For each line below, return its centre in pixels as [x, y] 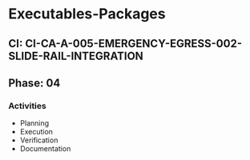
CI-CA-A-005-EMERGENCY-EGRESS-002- [134, 44]
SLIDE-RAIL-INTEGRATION [76, 56]
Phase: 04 [34, 83]
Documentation [45, 149]
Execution [36, 132]
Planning [34, 123]
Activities [27, 106]
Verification [39, 140]
